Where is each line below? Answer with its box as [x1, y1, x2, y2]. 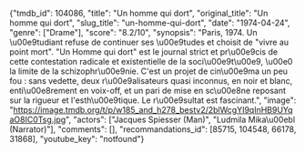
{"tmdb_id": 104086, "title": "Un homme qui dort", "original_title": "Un [9, 8, 269, 18]
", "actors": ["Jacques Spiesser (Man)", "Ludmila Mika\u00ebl [65, 114, 296, 125]
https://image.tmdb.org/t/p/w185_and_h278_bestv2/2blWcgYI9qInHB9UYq [13, 105, 293, 115]
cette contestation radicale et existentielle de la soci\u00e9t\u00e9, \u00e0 [9, 56, 293, 66]
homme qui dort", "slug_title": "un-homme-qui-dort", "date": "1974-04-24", [9, 17, 290, 28]
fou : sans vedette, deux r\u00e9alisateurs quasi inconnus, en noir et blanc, [9, 76, 293, 86]
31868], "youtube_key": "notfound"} [9, 134, 145, 144]
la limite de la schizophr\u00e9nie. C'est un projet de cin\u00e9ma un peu [9, 66, 289, 76]
